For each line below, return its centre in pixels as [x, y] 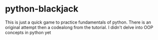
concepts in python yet [28, 32]
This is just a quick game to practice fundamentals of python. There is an [78, 22]
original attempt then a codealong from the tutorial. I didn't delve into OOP [79, 27]
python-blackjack [42, 9]
